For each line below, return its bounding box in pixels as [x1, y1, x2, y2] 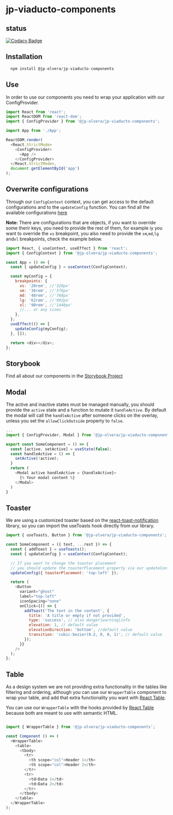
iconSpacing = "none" [19, 598, 61, 604]
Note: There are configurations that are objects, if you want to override [6, 219, 156, 225]
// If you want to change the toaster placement [10, 560, 117, 566]
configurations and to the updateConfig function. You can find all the [6, 204, 150, 210]
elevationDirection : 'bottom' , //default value [28, 627, 132, 632]
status [6, 24, 27, 33]
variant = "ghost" [19, 589, 54, 594]
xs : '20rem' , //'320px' [19, 283, 71, 288]
